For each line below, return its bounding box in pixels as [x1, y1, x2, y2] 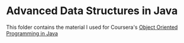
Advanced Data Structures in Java [6, 4, 178, 18]
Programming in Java [6, 29, 58, 37]
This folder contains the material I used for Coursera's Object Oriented [6, 24, 178, 31]
